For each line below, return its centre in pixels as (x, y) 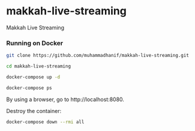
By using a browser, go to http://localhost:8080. (65, 99)
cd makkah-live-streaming (38, 66)
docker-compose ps (29, 88)
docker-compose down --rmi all (45, 122)
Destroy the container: (34, 111)
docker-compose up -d (33, 77)
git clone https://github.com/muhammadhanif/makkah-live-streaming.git (97, 56)
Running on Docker (35, 43)
